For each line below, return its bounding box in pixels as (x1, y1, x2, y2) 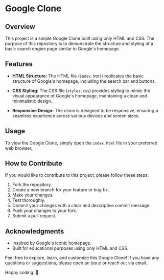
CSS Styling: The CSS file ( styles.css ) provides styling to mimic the (12, 88, 150, 93)
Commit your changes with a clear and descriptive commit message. (12, 203, 151, 209)
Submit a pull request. (12, 213, 57, 219)
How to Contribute (5, 160, 63, 168)
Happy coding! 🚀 (5, 270, 39, 276)
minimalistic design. (12, 98, 52, 104)
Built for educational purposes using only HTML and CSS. (12, 245, 129, 251)
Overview (5, 23, 36, 31)
